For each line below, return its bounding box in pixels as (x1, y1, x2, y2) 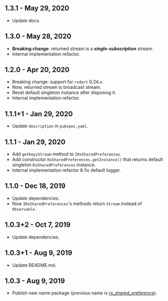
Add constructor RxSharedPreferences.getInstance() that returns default (12, 157, 163, 163)
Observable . (12, 206, 36, 212)
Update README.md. (12, 262, 57, 268)
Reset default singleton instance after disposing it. (12, 89, 117, 95)
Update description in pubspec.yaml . (12, 123, 89, 129)
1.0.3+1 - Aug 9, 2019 (5, 248, 73, 257)
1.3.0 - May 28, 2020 (5, 32, 72, 41)
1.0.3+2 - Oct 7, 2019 (5, 221, 71, 229)
